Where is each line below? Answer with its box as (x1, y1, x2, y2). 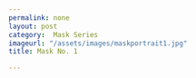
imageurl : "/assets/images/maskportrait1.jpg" (8, 38, 188, 48)
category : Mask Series (8, 30, 99, 39)
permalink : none (8, 13, 70, 23)
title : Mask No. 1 (8, 47, 78, 56)
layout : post (8, 22, 58, 31)
